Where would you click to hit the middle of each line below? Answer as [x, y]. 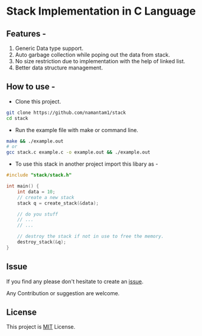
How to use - [31, 87]
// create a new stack [46, 197]
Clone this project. [38, 101]
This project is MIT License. [41, 327]
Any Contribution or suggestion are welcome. [63, 293]
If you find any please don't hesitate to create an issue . [75, 281]
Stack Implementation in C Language [101, 11]
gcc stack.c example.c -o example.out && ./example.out [78, 152]
